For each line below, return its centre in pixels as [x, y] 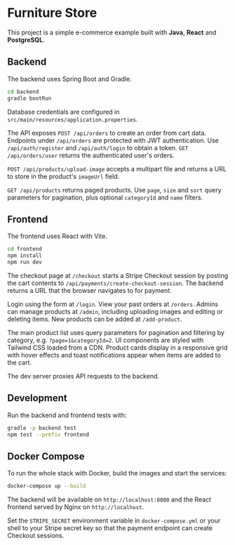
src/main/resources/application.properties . [73, 119]
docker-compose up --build [47, 486]
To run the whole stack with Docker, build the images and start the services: [117, 473]
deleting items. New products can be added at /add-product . [95, 319]
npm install [25, 256]
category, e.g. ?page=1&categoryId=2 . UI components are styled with [106, 340]
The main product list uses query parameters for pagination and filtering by [116, 332]
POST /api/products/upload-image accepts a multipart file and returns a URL [117, 169]
